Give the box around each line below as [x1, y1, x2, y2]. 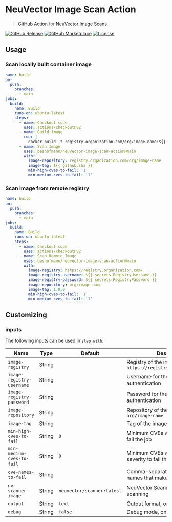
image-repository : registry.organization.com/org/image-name [28, 158, 161, 164]
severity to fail [126, 456, 161, 463]
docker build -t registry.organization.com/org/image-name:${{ [28, 139, 166, 144]
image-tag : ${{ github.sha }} [28, 163, 93, 168]
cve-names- [8, 469, 34, 475]
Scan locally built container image [5, 61, 92, 68]
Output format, [126, 500, 162, 507]
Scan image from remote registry [5, 185, 90, 192]
